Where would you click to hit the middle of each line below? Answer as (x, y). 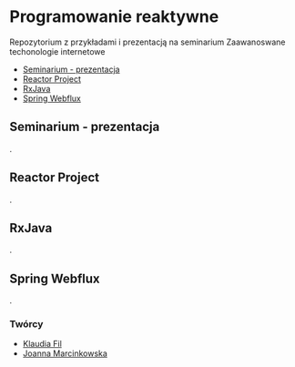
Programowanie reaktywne (114, 17)
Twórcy (26, 324)
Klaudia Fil (42, 344)
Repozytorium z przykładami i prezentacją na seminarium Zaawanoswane (147, 42)
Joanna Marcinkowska (65, 353)
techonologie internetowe (57, 51)
